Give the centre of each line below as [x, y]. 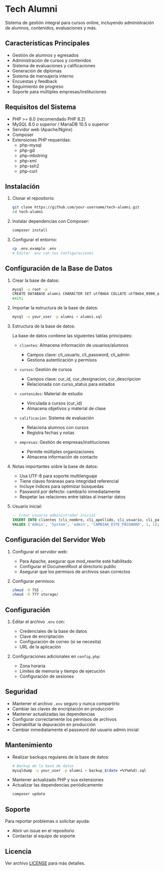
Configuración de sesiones [47, 677]
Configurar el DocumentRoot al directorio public [68, 566]
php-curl [28, 171]
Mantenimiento [29, 745]
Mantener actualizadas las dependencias [54, 714]
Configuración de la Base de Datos [59, 269]
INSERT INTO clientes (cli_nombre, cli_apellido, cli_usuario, [78, 520]
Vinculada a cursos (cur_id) [54, 403]
